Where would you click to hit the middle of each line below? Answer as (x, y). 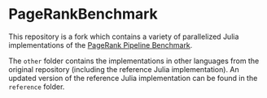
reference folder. (37, 87)
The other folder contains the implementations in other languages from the (134, 61)
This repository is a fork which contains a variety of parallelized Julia (124, 36)
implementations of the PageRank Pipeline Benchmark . (101, 45)
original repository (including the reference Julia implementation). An (124, 69)
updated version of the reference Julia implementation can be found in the (133, 78)
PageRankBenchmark (83, 14)
